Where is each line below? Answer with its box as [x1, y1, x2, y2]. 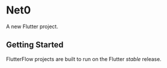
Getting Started [6, 40, 64, 50]
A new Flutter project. [6, 23, 59, 30]
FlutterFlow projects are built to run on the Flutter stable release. [6, 55, 162, 62]
